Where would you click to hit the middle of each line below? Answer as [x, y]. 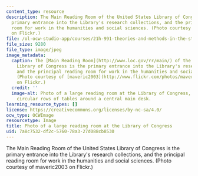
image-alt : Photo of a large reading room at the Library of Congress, [101, 93]
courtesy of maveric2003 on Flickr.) [49, 167]
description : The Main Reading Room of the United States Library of [93, 17]
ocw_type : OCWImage [30, 115]
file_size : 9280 [26, 45]
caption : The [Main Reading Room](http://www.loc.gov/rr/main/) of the [101, 60]
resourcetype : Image [32, 121]
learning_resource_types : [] [42, 104]
